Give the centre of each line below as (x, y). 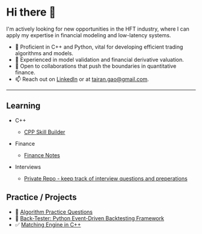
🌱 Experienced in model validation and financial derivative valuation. (99, 59)
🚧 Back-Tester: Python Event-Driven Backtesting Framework (89, 218)
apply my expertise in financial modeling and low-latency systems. (89, 35)
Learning (23, 106)
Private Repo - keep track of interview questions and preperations (106, 178)
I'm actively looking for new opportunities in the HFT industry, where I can (98, 29)
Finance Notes (42, 155)
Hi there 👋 (31, 12)
